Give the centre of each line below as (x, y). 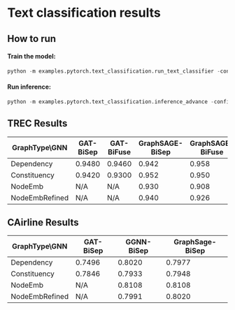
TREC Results (37, 124)
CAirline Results (43, 222)
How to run (32, 39)
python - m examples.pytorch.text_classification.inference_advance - (111, 102)
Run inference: (29, 87)
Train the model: (31, 57)
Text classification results (84, 13)
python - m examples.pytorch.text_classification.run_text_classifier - (114, 71)
